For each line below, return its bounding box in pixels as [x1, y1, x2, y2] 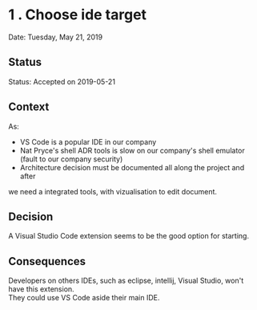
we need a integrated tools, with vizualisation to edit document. [8, 186, 218, 196]
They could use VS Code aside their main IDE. [8, 293, 160, 303]
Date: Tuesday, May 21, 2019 [8, 32, 102, 42]
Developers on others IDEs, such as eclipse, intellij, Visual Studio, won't [8, 275, 244, 286]
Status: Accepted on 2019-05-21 [8, 76, 116, 86]
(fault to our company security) [19, 154, 123, 164]
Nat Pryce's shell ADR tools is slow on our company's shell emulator [19, 145, 246, 155]
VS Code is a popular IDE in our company [19, 137, 157, 146]
